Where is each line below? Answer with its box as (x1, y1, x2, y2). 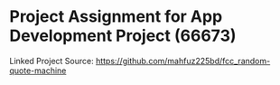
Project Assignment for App (9, 6, 223, 27)
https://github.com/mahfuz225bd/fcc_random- (95, 55, 271, 66)
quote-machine (9, 65, 67, 76)
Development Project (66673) (9, 25, 237, 46)
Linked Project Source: (9, 55, 94, 66)
